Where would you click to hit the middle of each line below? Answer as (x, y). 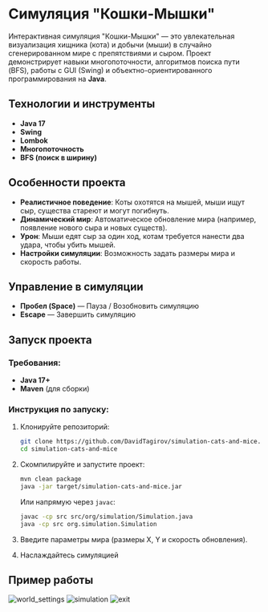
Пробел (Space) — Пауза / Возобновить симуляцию (109, 306)
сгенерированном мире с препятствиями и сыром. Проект (110, 53)
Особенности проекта (67, 182)
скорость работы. (51, 261)
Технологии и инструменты (82, 104)
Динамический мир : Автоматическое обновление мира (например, (138, 219)
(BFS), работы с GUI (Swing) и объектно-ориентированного (110, 70)
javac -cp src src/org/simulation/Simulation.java (106, 517)
